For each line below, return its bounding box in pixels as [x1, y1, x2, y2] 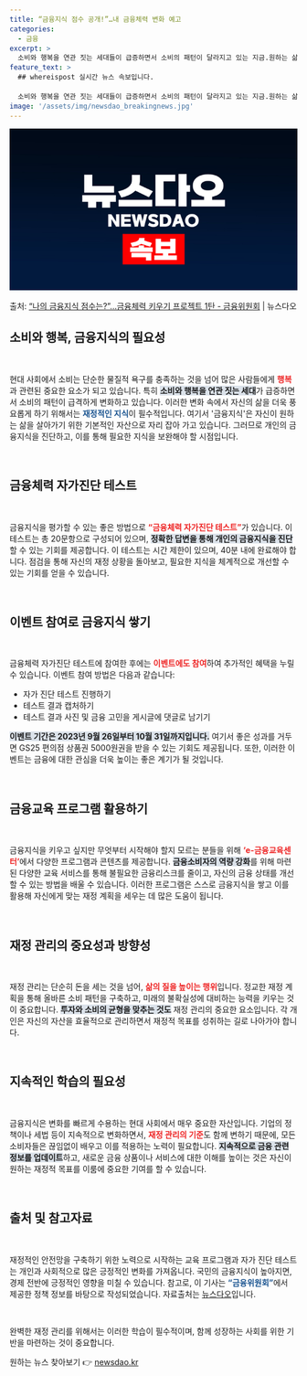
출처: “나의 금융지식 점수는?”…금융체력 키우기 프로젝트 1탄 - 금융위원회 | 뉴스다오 [9, 301, 297, 311]
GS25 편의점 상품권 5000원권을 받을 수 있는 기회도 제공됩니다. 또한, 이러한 [18, 742, 286, 753]
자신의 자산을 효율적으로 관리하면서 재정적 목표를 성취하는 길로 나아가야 [26, 1016, 281, 1027]
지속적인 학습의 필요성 [9, 1074, 126, 1090]
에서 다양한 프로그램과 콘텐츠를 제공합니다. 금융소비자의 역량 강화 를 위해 [19, 856, 275, 868]
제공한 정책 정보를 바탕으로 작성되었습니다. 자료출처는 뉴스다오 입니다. [9, 1288, 256, 1299]
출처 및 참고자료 [9, 1211, 93, 1226]
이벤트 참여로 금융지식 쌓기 [9, 614, 151, 630]
